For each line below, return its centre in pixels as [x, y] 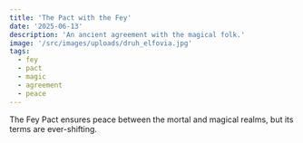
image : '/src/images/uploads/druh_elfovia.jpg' [101, 43]
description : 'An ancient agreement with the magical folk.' [127, 34]
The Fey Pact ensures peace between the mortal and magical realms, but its [151, 119]
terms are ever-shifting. [54, 129]
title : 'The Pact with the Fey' [70, 18]
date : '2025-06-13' [46, 26]
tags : [20, 52]
